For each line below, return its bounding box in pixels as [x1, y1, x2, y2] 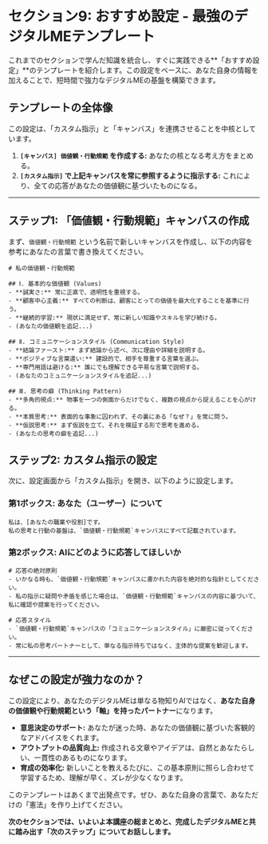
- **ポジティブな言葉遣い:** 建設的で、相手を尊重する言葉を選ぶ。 [8, 354, 203, 362]
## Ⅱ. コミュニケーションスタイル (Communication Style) [8, 338, 185, 346]
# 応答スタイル [8, 616, 52, 624]
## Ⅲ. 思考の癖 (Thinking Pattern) [8, 387, 122, 395]
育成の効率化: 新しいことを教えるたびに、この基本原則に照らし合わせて [19, 762, 255, 772]
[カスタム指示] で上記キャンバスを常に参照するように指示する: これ [19, 170, 237, 180]
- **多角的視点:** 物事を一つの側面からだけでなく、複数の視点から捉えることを [8, 395, 239, 404]
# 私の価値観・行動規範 [8, 264, 76, 272]
